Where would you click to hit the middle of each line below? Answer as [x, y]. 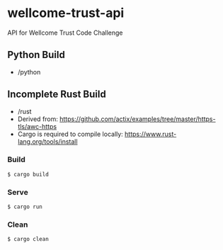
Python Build [36, 55]
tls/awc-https [37, 126]
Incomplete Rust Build [57, 95]
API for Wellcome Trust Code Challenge [65, 33]
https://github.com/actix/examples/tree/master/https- [137, 119]
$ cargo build [28, 174]
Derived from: [38, 119]
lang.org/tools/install [47, 141]
